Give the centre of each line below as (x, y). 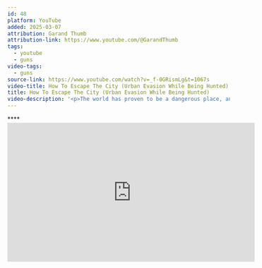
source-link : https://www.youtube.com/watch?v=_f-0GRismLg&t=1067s (109, 79)
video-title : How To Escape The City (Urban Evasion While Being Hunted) (118, 86)
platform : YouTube (34, 20)
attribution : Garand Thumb (47, 33)
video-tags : (25, 66)
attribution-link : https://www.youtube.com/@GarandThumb (93, 40)
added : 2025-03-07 (34, 27)
